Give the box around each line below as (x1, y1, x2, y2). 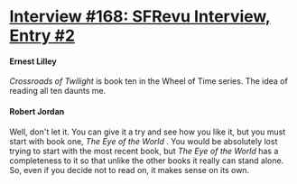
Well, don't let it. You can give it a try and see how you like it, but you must (9, 126, 286, 137)
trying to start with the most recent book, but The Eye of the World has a (9, 145, 279, 156)
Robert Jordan (9, 106, 65, 116)
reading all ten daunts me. (9, 86, 107, 97)
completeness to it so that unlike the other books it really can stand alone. (9, 155, 284, 166)
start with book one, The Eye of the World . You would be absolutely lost (9, 135, 278, 146)
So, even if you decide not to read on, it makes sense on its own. (9, 164, 250, 175)
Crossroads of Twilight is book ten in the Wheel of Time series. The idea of (9, 76, 289, 87)
